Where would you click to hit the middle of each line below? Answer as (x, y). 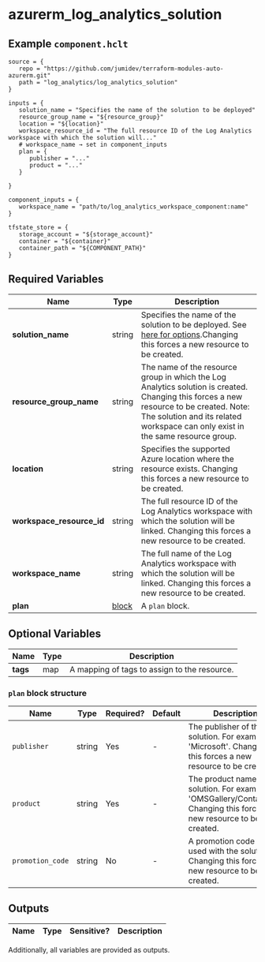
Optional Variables (54, 634)
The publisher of (219, 726)
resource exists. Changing (189, 469)
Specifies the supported (185, 449)
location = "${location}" (61, 124)
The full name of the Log (187, 553)
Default (167, 713)
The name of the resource (189, 367)
